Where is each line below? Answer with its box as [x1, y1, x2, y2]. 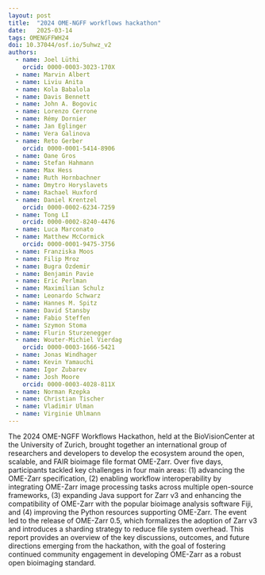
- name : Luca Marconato [15, 225, 94, 234]
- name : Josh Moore [15, 373, 80, 381]
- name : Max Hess [15, 167, 73, 174]
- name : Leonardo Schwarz [15, 292, 102, 300]
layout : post [8, 11, 52, 20]
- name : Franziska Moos [15, 247, 94, 255]
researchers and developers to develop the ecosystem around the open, [8, 448, 244, 458]
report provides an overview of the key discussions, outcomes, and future [8, 532, 250, 542]
